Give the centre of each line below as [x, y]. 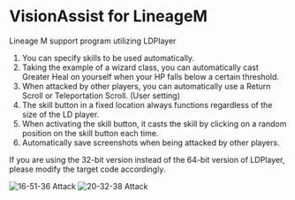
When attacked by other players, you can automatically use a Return [146, 86]
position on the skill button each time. [90, 133]
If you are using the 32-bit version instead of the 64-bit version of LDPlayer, [147, 159]
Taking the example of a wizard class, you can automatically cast [140, 67]
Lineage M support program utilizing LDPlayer [93, 41]
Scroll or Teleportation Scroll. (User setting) [101, 96]
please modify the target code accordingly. [87, 169]
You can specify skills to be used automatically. [108, 58]
